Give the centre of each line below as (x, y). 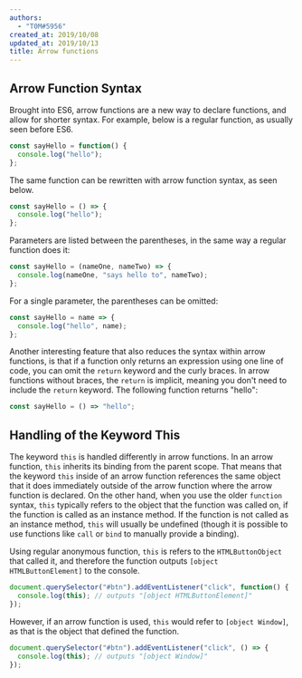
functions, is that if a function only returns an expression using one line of (146, 361)
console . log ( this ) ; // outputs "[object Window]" (113, 656)
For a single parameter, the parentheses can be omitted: (114, 301)
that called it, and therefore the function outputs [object (114, 561)
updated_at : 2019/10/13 (54, 43)
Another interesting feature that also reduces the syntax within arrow (137, 352)
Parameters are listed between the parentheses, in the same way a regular (148, 240)
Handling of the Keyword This (95, 435)
